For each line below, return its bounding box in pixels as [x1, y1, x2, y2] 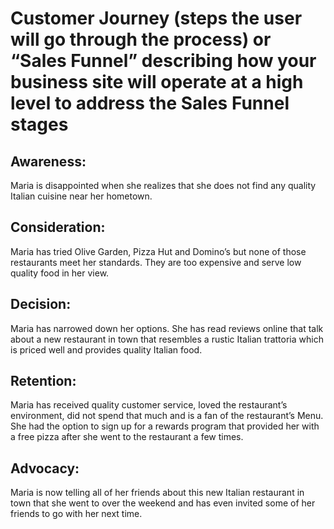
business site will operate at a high [10, 71, 304, 94]
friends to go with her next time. [10, 508, 143, 520]
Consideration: [10, 219, 106, 236]
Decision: [10, 296, 72, 313]
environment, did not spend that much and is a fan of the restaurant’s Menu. [10, 410, 324, 422]
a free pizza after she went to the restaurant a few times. [10, 431, 244, 443]
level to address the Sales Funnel [10, 92, 290, 115]
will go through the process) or [10, 28, 272, 51]
